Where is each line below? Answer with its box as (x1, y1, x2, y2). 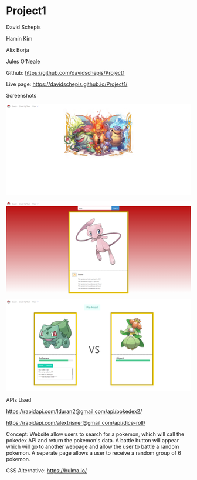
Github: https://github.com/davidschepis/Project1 (6, 69, 125, 76)
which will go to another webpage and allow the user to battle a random (6, 443, 179, 451)
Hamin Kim (6, 35, 33, 42)
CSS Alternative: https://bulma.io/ (6, 467, 87, 474)
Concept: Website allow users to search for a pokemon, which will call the (6, 431, 185, 438)
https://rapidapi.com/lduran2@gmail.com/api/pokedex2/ (6, 408, 142, 415)
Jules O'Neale (6, 58, 40, 65)
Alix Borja (6, 46, 29, 54)
